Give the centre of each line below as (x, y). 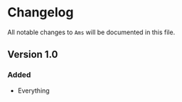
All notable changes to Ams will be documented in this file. (91, 32)
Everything (33, 91)
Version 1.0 (33, 55)
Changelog (41, 12)
